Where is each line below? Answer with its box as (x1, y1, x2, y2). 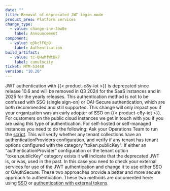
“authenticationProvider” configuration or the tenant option (5, 148, 128, 153)
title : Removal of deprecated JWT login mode (5, 12, 103, 17)
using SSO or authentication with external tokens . (5, 180, 109, 186)
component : (5, 36, 28, 41)
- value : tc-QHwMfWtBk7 (10, 54, 60, 60)
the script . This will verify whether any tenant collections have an (5, 132, 141, 137)
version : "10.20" (5, 69, 42, 74)
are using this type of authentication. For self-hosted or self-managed (5, 120, 151, 126)
